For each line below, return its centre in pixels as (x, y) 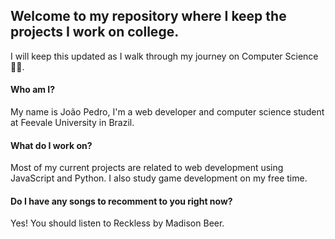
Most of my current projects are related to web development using (147, 168)
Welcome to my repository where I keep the (148, 16)
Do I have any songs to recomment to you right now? (121, 201)
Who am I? (33, 90)
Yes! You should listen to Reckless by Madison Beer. (117, 223)
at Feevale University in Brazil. (72, 123)
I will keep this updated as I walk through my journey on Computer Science (164, 56)
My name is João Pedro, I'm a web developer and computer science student (167, 112)
